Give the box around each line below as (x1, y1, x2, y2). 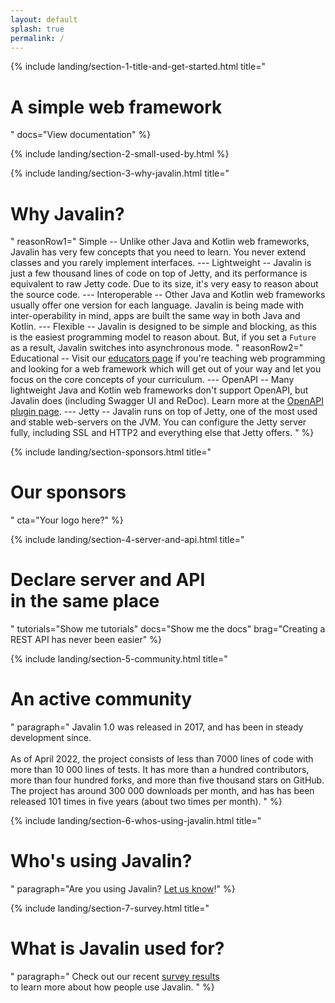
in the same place (10, 590, 160, 613)
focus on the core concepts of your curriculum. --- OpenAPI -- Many (10, 374, 295, 386)
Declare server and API (10, 569, 206, 591)
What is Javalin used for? (10, 937, 225, 960)
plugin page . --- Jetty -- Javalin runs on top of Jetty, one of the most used (10, 406, 318, 418)
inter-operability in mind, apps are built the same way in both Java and (10, 310, 301, 322)
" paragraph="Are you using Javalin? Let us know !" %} (10, 883, 236, 895)
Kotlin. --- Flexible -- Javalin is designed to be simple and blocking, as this (10, 321, 317, 333)
